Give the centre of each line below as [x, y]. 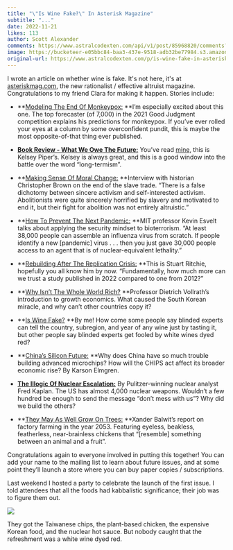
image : [17, 53]
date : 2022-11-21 [32, 26]
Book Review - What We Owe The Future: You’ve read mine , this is [113, 149]
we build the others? [46, 406]
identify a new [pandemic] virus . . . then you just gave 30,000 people [116, 243]
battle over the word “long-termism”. [69, 164]
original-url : [28, 59]
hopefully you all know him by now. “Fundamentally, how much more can [121, 270]
